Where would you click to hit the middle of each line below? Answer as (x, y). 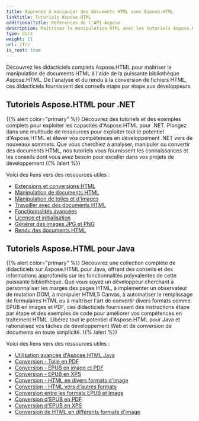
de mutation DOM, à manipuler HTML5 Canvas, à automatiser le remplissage (99, 295)
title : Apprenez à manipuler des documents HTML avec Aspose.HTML (90, 12)
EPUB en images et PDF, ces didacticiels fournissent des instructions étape (98, 307)
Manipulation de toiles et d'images (57, 199)
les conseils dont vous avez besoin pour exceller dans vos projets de (90, 157)
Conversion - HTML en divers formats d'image (71, 381)
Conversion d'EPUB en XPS (48, 406)
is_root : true (24, 50)
